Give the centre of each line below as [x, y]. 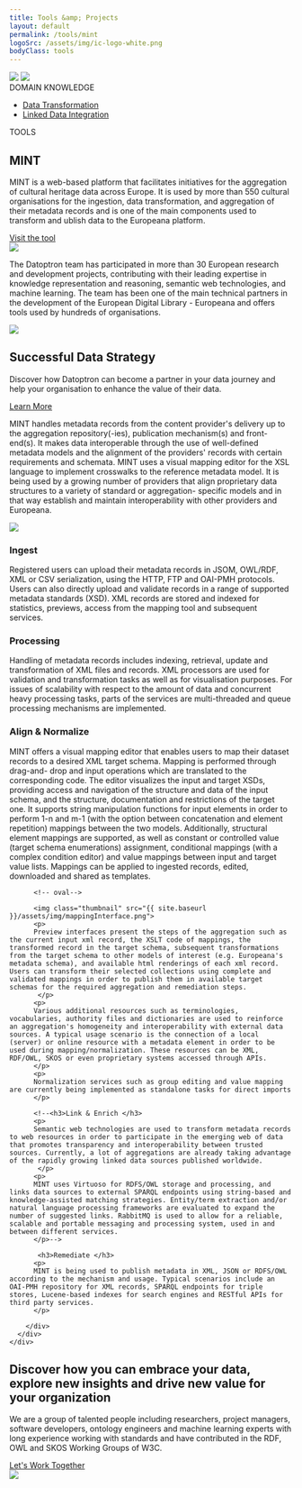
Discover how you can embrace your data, [130, 1369]
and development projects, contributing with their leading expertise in [138, 274]
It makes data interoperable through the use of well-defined [148, 443]
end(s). [22, 443]
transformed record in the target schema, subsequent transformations [144, 947]
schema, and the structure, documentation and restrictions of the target [142, 799]
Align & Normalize [49, 732]
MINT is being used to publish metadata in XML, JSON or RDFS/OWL [160, 1271]
